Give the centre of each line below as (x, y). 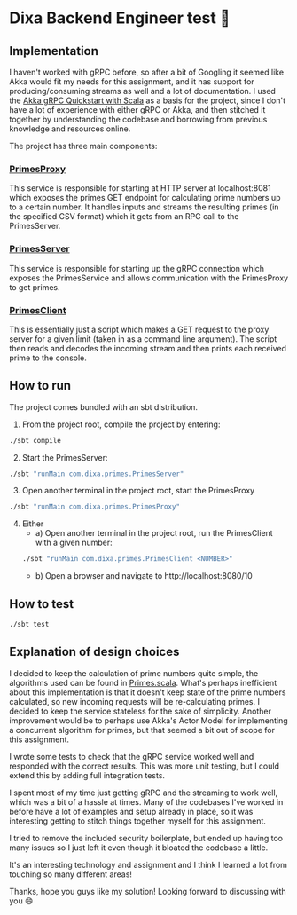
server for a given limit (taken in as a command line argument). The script (143, 339)
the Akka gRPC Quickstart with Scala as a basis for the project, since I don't (148, 100)
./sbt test (29, 625)
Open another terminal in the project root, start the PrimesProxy (138, 491)
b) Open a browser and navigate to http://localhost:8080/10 (144, 576)
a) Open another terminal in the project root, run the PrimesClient (154, 533)
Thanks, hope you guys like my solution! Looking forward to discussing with (148, 891)
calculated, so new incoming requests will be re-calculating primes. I (134, 701)
